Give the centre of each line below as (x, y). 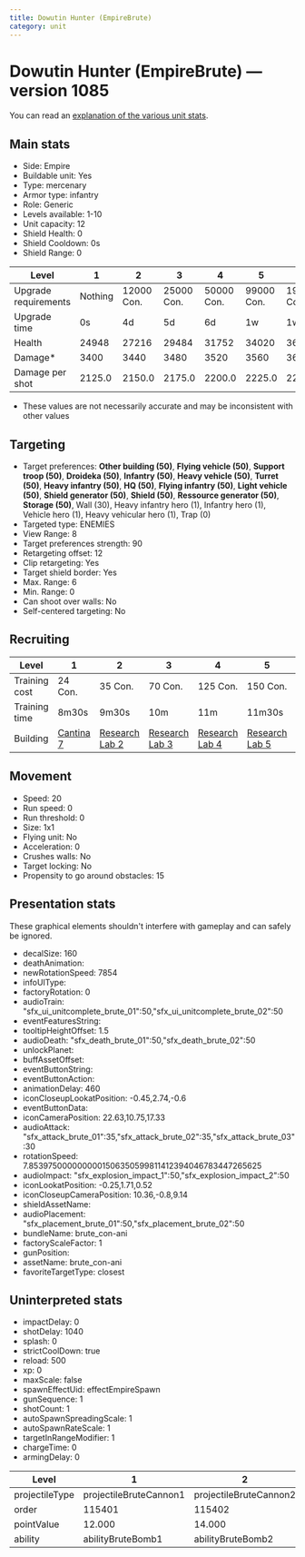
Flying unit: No (50, 837)
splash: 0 (39, 1342)
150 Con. (267, 686)
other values (46, 416)
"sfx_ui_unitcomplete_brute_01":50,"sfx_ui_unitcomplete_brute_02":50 (153, 1011)
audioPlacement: (54, 1214)
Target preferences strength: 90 (83, 544)
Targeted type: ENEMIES (69, 524)
